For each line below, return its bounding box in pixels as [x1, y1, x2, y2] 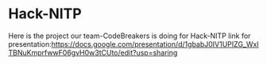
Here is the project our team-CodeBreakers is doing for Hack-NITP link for [8, 31, 251, 40]
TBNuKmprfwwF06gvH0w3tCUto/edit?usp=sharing [8, 48, 178, 57]
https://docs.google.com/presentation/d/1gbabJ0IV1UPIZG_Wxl [51, 39, 259, 48]
